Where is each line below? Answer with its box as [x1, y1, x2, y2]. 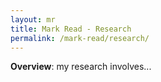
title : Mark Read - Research [10, 24, 132, 34]
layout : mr [10, 14, 56, 25]
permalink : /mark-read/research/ [10, 33, 150, 43]
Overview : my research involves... [10, 61, 152, 73]
